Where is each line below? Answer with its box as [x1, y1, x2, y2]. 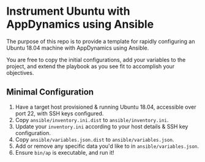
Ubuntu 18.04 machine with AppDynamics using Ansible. [6, 44, 149, 52]
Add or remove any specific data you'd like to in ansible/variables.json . [15, 142, 199, 150]
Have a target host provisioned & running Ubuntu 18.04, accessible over [15, 103, 196, 110]
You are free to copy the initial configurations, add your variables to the [6, 56, 186, 63]
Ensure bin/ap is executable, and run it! [15, 148, 114, 156]
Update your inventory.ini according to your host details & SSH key [15, 123, 188, 130]
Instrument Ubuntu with [6, 4, 130, 18]
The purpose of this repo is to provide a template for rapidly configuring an [6, 37, 195, 45]
